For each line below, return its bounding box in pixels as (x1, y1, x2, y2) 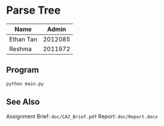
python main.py (6, 81, 44, 87)
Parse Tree (6, 4, 61, 17)
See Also (6, 97, 40, 107)
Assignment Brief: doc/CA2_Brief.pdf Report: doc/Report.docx (6, 112, 158, 119)
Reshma (9, 45, 32, 53)
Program (6, 65, 39, 75)
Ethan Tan (9, 35, 38, 43)
